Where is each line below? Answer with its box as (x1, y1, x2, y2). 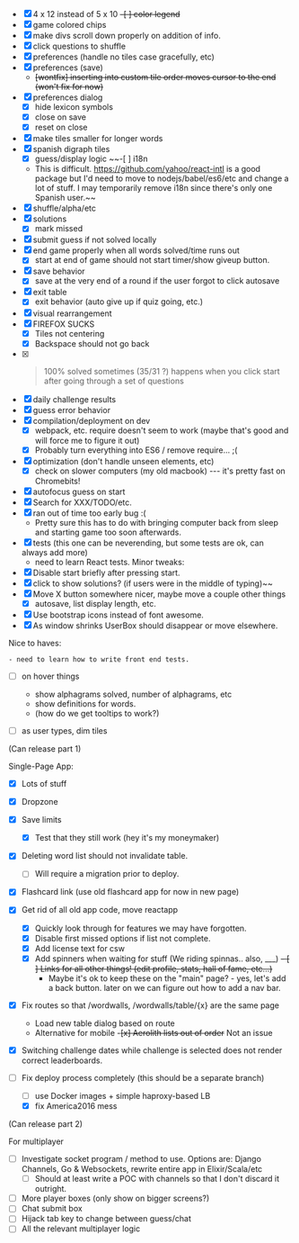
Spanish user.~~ (34, 193, 96, 203)
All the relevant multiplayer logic (21, 1223, 141, 1234)
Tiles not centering (34, 328, 105, 338)
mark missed (34, 223, 83, 234)
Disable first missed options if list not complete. (34, 932, 211, 943)
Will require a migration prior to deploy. (34, 869, 180, 879)
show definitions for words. (34, 698, 136, 709)
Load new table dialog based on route (34, 1017, 176, 1029)
